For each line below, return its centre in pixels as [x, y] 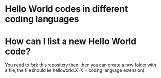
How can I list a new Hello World [71, 41]
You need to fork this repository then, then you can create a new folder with [81, 65]
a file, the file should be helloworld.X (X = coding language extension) [75, 70]
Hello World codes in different [66, 9]
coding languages [42, 19]
